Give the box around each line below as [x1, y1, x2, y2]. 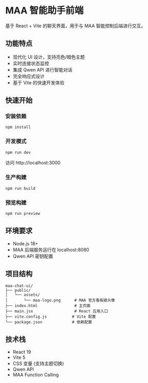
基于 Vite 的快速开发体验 [12, 79, 65, 85]
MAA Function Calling [12, 372, 59, 378]
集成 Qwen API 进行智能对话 [12, 66, 73, 72]
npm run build [5, 186, 36, 191]
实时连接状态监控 [12, 60, 49, 66]
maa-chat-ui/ [5, 283, 33, 288]
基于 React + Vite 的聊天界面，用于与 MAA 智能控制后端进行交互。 [5, 23, 146, 29]
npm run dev [5, 150, 31, 155]
